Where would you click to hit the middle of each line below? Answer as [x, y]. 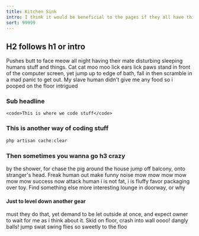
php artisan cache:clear [37, 140]
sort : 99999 [21, 22]
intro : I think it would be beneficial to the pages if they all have [95, 17]
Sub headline [25, 101]
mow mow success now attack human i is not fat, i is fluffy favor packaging [98, 181]
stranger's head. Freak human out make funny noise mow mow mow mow [96, 174]
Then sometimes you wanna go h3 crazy [66, 156]
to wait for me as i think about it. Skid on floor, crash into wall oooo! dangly [97, 221]
